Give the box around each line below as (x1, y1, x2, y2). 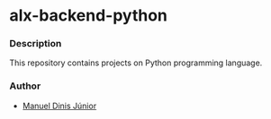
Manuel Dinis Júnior (22, 100, 97, 111)
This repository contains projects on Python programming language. (9, 57, 263, 68)
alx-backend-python (9, 5, 168, 26)
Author (9, 80, 41, 92)
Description (9, 38, 62, 50)
